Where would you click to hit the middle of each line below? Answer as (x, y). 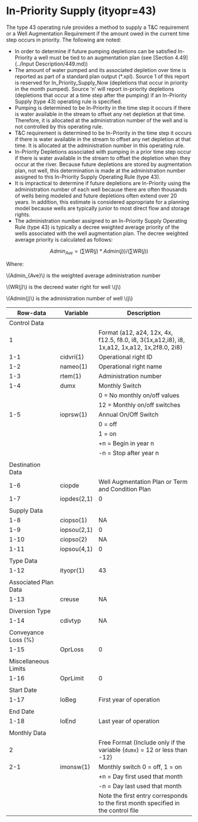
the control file (118, 810)
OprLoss (72, 649)
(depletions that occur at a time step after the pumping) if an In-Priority (101, 95)
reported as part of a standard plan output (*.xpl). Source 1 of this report (102, 76)
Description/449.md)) (62, 64)
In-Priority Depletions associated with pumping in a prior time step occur (103, 151)
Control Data (27, 323)
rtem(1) (70, 376)
